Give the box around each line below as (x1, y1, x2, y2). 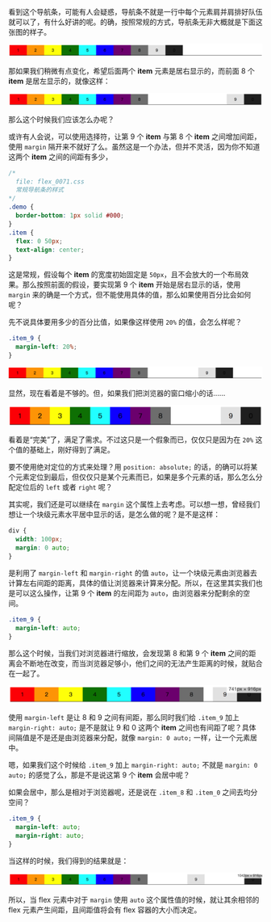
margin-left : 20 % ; (15, 343, 78, 352)
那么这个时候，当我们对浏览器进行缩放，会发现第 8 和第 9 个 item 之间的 (8, 648, 249, 658)
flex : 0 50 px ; (15, 237, 63, 245)
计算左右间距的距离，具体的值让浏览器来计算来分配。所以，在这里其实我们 (8, 578, 256, 587)
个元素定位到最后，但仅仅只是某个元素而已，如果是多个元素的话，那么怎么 (8, 472, 256, 482)
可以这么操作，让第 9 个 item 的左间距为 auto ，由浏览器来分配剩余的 (15, 588, 244, 598)
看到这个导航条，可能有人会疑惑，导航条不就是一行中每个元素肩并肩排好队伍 (8, 7, 263, 16)
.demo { (8, 203, 35, 212)
